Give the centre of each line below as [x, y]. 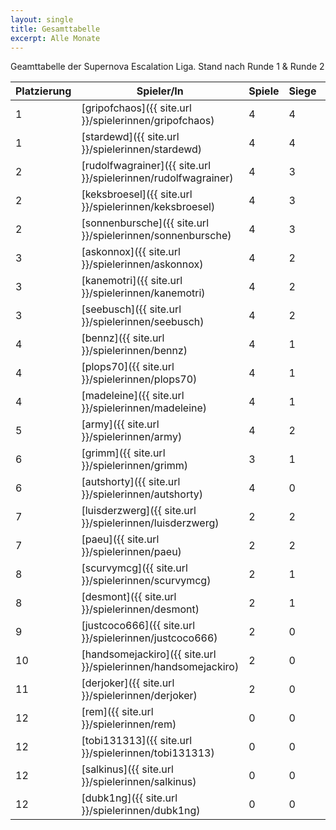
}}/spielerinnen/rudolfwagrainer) [157, 178]
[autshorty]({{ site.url [131, 482]
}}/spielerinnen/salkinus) [139, 782]
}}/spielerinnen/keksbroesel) [148, 207]
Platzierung [43, 91]
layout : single [42, 19]
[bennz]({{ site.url [123, 338]
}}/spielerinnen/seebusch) [143, 322]
